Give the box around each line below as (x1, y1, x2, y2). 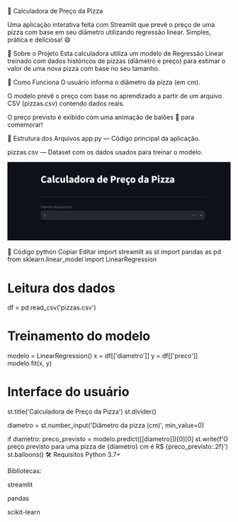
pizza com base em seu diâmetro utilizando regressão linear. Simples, (7, 28, 211, 36)
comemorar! (7, 120, 43, 129)
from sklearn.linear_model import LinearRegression (7, 255, 157, 263)
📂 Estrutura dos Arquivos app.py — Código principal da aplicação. (7, 135, 200, 142)
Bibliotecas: (7, 467, 42, 475)
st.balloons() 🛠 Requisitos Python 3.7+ (7, 450, 121, 459)
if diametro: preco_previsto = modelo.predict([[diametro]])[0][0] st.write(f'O (7, 435, 229, 443)
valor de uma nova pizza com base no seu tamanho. (7, 64, 160, 72)
